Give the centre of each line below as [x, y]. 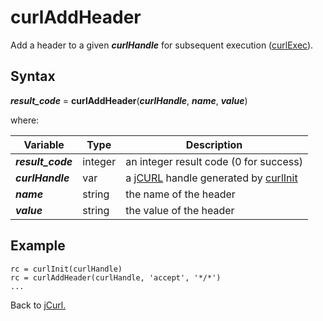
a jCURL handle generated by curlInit [211, 178]
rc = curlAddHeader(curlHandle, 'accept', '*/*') [116, 277]
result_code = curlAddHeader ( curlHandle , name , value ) [129, 100]
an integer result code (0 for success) [214, 161]
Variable [44, 144]
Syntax [33, 76]
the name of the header [180, 194]
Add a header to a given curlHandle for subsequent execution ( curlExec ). [162, 45]
